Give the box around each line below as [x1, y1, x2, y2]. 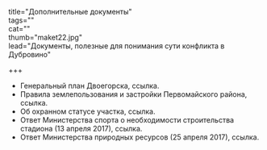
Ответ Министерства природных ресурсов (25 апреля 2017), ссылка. [19, 132, 260, 142]
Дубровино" [8, 50, 51, 59]
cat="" [8, 24, 31, 33]
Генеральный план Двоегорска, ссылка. [19, 81, 160, 90]
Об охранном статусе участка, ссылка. [19, 106, 156, 116]
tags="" [8, 15, 35, 25]
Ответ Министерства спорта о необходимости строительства [19, 115, 235, 124]
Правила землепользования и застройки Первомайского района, [19, 90, 248, 99]
